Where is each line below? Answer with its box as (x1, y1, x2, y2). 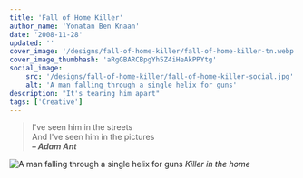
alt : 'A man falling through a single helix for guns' (25, 80, 238, 89)
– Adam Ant (31, 141, 77, 152)
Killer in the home (184, 159, 251, 170)
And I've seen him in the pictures (31, 132, 155, 143)
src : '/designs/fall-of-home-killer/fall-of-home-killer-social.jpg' (25, 72, 295, 81)
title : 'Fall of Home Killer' (9, 13, 124, 23)
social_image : (9, 64, 64, 73)
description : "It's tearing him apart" (9, 89, 161, 98)
